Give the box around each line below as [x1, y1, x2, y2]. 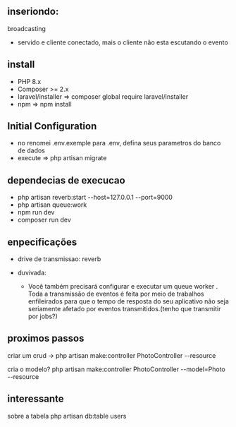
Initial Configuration [7, 120, 97, 133]
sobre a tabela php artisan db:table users [7, 411, 127, 420]
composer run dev [17, 215, 72, 224]
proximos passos [7, 332, 85, 344]
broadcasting [7, 24, 46, 32]
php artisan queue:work [17, 200, 87, 209]
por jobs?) [27, 312, 58, 320]
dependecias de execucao [7, 174, 125, 186]
